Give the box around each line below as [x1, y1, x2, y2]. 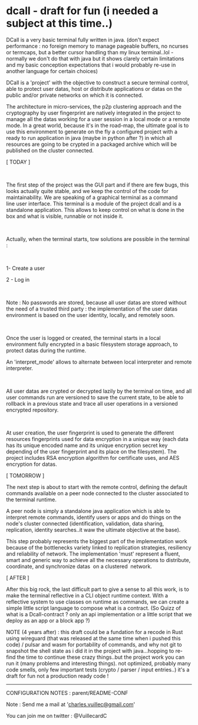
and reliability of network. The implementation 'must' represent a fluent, [6, 550, 181, 557]
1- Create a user [6, 264, 45, 272]
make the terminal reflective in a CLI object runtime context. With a [6, 592, 169, 599]
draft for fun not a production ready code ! [6, 672, 109, 680]
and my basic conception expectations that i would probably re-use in [6, 61, 176, 68]
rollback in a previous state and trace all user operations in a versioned [6, 400, 178, 407]
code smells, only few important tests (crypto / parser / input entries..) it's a [6, 666, 190, 673]
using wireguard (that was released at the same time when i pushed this [6, 635, 181, 642]
